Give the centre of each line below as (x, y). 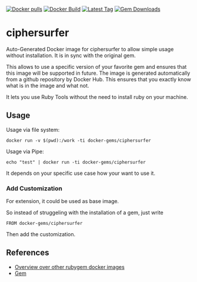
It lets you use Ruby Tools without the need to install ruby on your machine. (97, 97)
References (28, 253)
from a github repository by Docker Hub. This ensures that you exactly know (98, 79)
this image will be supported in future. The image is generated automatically (98, 73)
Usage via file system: (33, 130)
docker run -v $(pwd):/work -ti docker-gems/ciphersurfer (79, 140)
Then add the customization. (41, 234)
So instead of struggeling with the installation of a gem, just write (85, 213)
